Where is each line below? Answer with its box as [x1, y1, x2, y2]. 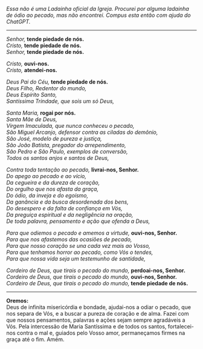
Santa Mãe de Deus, [6, 116, 57, 123]
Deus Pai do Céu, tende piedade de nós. [6, 78, 109, 85]
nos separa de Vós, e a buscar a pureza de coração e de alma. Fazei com [6, 310, 189, 317]
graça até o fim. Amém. [6, 336, 65, 343]
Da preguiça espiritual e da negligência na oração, [6, 211, 134, 218]
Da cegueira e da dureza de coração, [6, 179, 100, 186]
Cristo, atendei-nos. [6, 67, 57, 73]
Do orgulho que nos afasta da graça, [6, 185, 98, 193]
